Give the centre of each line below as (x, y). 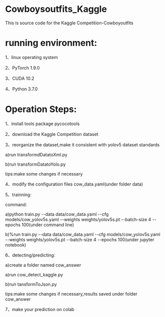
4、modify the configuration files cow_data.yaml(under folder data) (74, 184)
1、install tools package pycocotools (42, 124)
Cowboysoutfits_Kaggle (56, 9)
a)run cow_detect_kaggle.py (34, 274)
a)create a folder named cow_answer (43, 265)
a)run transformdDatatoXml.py (36, 154)
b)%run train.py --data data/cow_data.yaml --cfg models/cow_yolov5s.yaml (83, 234)
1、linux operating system (32, 57)
